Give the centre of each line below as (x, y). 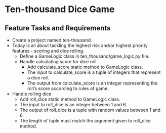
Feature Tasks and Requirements (58, 28)
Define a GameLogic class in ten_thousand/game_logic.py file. (85, 56)
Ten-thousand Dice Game (60, 9)
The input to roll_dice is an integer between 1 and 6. (73, 104)
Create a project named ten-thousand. (52, 40)
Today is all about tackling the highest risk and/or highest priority (80, 46)
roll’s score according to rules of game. (68, 88)
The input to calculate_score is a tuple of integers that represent (94, 72)
